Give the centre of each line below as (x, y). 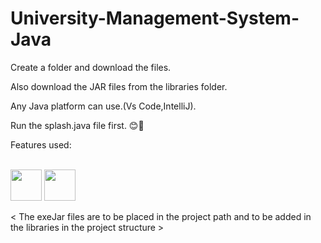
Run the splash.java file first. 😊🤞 (77, 125)
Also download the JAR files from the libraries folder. (119, 86)
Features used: (41, 144)
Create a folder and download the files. (91, 67)
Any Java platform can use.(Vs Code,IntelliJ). (103, 106)
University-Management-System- (155, 18)
